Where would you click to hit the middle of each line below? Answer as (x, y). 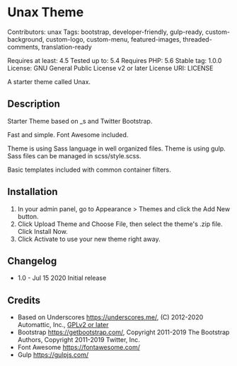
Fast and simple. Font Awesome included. (68, 134)
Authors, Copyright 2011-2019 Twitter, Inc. (79, 340)
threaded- (197, 39)
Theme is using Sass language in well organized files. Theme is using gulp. (117, 148)
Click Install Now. (43, 231)
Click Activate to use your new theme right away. (89, 239)
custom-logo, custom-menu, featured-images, (114, 39)
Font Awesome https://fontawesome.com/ (79, 348)
